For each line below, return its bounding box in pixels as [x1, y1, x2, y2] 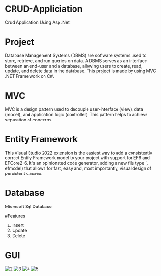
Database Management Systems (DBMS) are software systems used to [5, 52, 146, 58]
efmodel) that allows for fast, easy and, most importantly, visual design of [5, 165, 151, 171]
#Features [5, 213, 26, 219]
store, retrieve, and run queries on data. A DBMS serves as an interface [5, 57, 147, 64]
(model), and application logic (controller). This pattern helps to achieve [5, 111, 148, 117]
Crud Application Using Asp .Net [5, 19, 70, 25]
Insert [12, 222, 24, 228]
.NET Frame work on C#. [5, 73, 54, 79]
